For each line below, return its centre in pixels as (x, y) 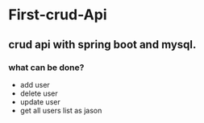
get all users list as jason (61, 110)
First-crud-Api (58, 15)
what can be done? (46, 68)
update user (40, 101)
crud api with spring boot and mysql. (102, 45)
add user (35, 84)
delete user (39, 93)
